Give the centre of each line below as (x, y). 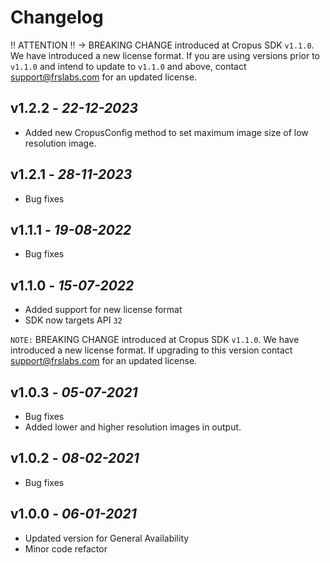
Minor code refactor (66, 548)
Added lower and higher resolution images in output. (133, 427)
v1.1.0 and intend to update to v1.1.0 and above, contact (128, 66)
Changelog (57, 17)
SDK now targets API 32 (73, 320)
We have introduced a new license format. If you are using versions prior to (165, 55)
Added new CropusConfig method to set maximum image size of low (166, 132)
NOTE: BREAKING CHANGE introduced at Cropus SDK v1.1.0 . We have (155, 340)
